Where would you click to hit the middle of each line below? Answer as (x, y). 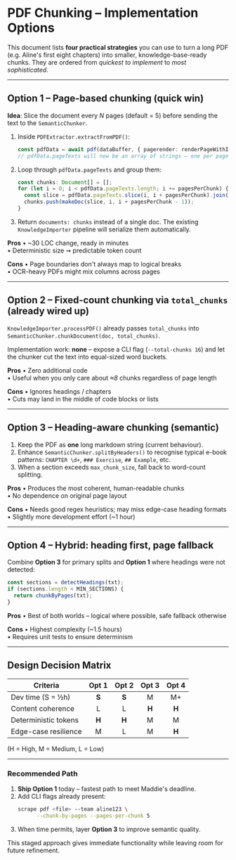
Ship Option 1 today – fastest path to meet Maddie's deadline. (107, 788)
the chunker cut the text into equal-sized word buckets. (87, 357)
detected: (21, 570)
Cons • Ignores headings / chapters (59, 391)
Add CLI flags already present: (61, 796)
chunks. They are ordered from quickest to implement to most (97, 62)
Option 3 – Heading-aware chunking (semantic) (113, 428)
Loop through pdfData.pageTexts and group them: (89, 169)
